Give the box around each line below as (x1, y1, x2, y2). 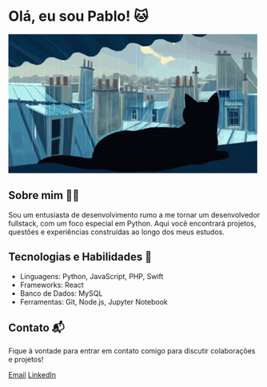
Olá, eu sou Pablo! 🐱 (8, 7, 149, 26)
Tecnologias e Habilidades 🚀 (8, 250, 153, 264)
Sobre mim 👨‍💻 (8, 189, 80, 202)
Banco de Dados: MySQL (19, 288, 103, 298)
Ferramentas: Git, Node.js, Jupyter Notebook (19, 297, 168, 306)
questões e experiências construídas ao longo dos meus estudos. (8, 227, 225, 237)
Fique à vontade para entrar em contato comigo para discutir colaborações (8, 346, 256, 356)
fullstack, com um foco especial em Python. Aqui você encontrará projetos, (8, 218, 257, 228)
